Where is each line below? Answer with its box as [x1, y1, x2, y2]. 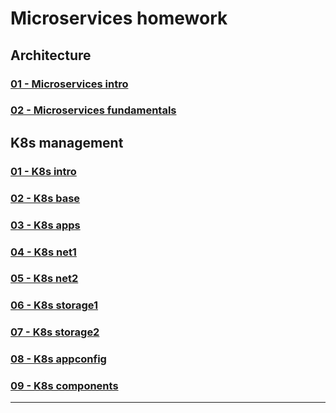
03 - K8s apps [10, 218, 81, 232]
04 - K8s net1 [10, 245, 77, 259]
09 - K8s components [10, 379, 119, 393]
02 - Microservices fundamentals [10, 103, 177, 117]
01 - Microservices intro [10, 77, 129, 91]
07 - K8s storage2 [10, 325, 100, 339]
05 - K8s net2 [10, 272, 79, 286]
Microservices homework [10, 7, 228, 30]
